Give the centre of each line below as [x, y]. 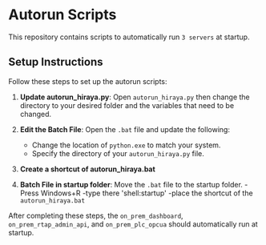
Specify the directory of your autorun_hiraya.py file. [118, 153]
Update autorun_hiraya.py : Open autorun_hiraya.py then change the [135, 97]
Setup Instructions [56, 62]
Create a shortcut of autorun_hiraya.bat [88, 169]
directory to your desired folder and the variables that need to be [127, 105]
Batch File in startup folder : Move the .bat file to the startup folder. [131, 184]
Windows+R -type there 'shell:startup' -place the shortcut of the [147, 193]
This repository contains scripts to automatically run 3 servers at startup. [129, 37]
